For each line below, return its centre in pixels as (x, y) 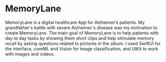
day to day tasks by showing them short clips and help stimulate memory (80, 38)
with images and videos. (30, 54)
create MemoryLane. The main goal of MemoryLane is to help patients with (82, 33)
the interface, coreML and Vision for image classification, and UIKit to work (82, 49)
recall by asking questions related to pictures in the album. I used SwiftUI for (83, 43)
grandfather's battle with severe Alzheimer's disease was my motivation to (81, 27)
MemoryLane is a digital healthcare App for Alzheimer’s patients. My (75, 22)
